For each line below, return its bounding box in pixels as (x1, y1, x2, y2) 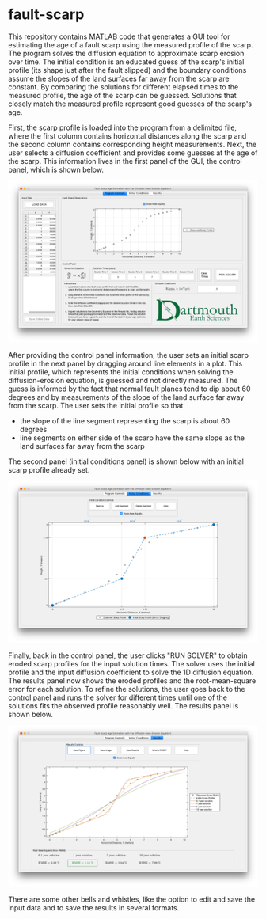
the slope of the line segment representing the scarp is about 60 (19, 416, 230, 425)
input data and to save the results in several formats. (8, 903, 180, 913)
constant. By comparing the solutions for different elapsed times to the (8, 82, 239, 92)
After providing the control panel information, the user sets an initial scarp (8, 350, 249, 359)
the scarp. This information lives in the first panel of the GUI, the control (8, 156, 243, 165)
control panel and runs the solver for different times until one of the (8, 693, 228, 702)
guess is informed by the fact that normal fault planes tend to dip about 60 (8, 384, 251, 393)
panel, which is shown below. (8, 165, 104, 174)
